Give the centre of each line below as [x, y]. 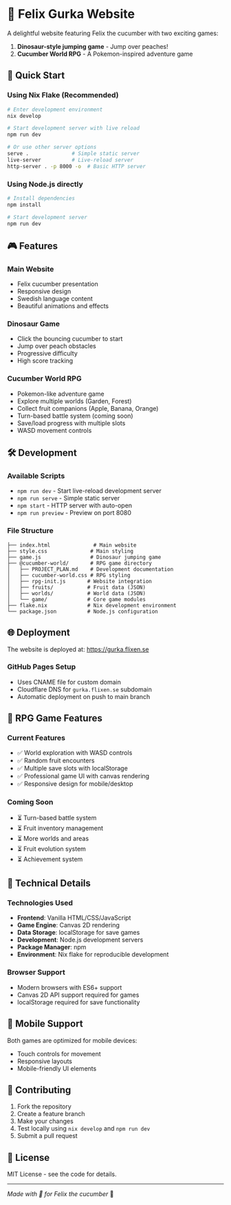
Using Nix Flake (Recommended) [63, 95]
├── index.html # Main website [72, 545]
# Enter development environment [55, 110]
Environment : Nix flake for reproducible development [93, 955]
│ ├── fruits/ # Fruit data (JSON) [77, 587]
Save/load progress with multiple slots [71, 423]
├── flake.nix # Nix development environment [92, 605]
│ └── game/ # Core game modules [77, 599]
